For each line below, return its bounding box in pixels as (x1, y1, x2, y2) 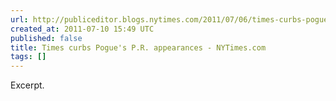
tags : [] (10, 52, 47, 62)
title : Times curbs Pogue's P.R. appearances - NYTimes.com (10, 42, 267, 53)
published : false (10, 33, 83, 43)
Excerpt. (10, 79, 45, 91)
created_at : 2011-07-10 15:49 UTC (10, 24, 155, 34)
